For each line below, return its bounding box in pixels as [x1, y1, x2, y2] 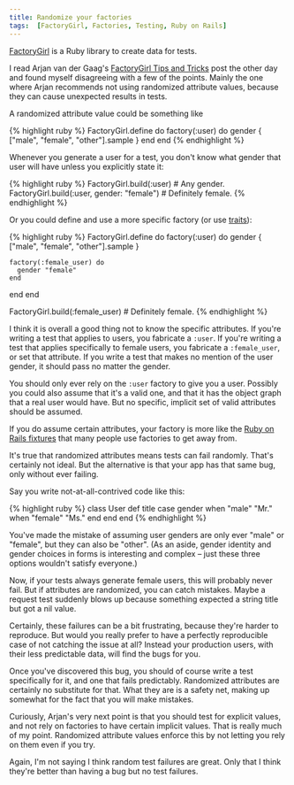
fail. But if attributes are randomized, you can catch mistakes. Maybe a [9, 584, 267, 595]
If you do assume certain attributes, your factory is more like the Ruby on [9, 423, 275, 434]
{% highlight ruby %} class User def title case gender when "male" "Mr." [9, 503, 273, 513]
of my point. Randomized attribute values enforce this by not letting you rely [9, 729, 285, 740]
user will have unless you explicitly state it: [9, 161, 164, 172]
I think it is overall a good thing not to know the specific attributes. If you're [9, 323, 282, 334]
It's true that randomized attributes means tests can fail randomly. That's [9, 450, 274, 460]
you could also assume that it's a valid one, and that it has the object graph [9, 387, 283, 398]
